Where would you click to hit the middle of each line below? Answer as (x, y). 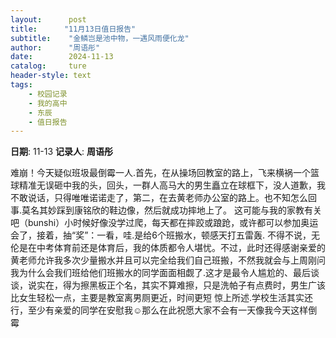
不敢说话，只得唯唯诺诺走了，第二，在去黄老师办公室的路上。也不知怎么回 (163, 198)
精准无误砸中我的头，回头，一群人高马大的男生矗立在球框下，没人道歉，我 (172, 185)
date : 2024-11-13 (62, 57)
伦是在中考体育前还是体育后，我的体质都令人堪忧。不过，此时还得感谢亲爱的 (168, 248)
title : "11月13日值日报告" (73, 29)
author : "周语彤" (55, 47)
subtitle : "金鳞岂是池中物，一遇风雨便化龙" (100, 38)
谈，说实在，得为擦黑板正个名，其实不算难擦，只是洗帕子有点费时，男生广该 (168, 285)
